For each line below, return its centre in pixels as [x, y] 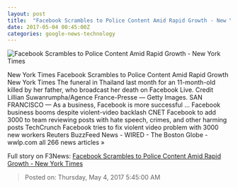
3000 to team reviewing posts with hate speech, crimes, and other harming [117, 120]
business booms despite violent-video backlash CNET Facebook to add [112, 112]
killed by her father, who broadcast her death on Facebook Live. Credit [110, 90]
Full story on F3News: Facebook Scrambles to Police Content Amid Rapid [114, 156]
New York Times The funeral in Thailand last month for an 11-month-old [112, 83]
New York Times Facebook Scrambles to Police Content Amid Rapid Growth [118, 75]
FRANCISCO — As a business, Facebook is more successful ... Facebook [114, 105]
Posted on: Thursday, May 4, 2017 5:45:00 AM [92, 177]
